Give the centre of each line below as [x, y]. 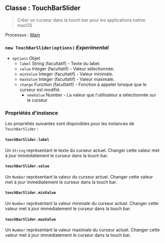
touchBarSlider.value [27, 166]
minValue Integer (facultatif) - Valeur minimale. [66, 74]
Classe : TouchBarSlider [43, 8]
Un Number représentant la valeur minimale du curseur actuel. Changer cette [82, 204]
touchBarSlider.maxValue [31, 219]
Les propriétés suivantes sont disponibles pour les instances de [70, 124]
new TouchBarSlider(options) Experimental [57, 47]
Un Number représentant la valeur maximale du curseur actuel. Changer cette [82, 230]
